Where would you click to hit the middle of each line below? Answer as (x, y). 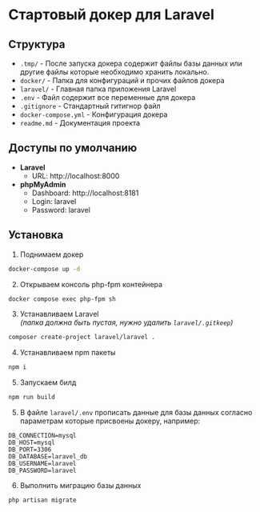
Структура (37, 44)
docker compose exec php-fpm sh (62, 299)
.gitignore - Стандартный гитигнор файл (90, 106)
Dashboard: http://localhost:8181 (85, 193)
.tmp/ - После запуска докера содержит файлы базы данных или (131, 63)
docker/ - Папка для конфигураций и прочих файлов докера (122, 80)
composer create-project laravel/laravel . (82, 338)
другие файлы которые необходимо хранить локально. (114, 72)
